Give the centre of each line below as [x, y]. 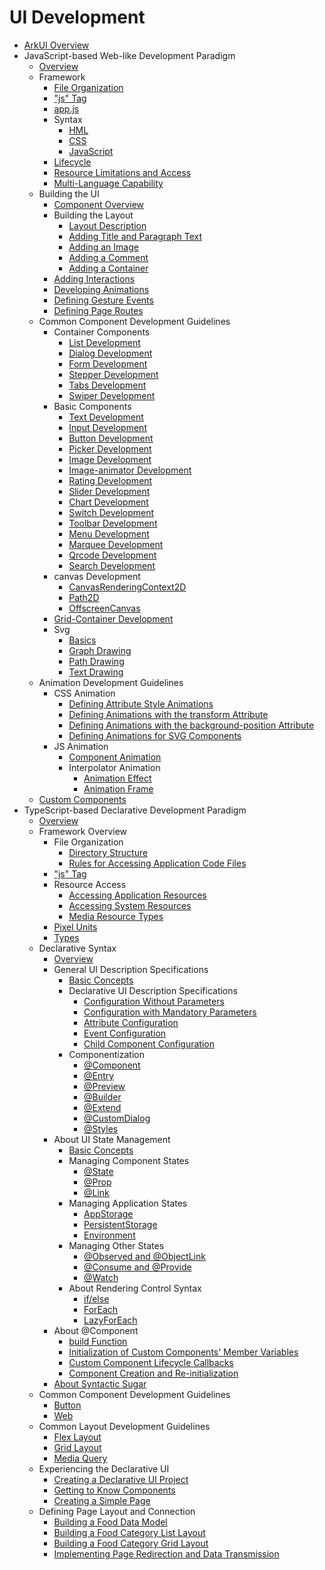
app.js [66, 108]
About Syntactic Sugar [100, 1383]
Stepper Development [113, 374]
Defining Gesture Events [103, 300]
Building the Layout [93, 215]
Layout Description [107, 225]
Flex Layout [77, 1437]
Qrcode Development [112, 555]
